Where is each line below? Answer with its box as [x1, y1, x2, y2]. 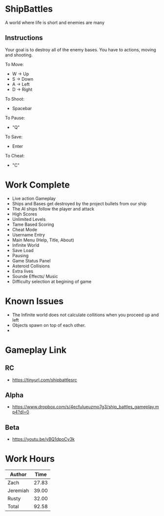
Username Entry [12, 232, 45, 237]
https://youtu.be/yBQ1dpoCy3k [12, 436, 75, 442]
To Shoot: [5, 96, 24, 102]
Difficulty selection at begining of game [12, 279, 92, 284]
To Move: [5, 61, 24, 67]
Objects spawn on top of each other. [12, 322, 86, 328]
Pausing [12, 253, 29, 258]
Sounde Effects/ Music [12, 273, 58, 279]
